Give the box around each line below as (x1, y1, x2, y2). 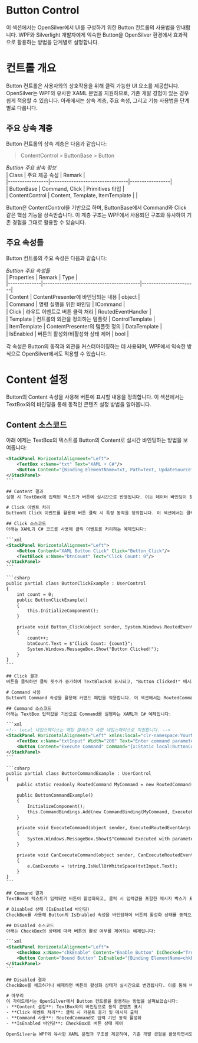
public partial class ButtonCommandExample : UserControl (6, 771, 151, 777)
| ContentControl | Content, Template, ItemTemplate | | (6, 191, 138, 198)
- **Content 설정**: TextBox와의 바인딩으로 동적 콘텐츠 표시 (6, 1004, 143, 1010)
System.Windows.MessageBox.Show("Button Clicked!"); (27, 646, 160, 652)
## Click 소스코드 (6, 521, 47, 527)
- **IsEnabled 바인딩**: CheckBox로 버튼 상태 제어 (6, 1020, 123, 1026)
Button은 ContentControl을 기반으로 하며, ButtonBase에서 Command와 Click (6, 204, 187, 211)
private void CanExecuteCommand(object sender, (16, 852, 136, 858)
